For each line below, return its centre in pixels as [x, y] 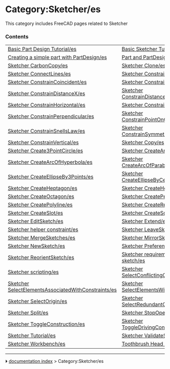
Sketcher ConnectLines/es [39, 74]
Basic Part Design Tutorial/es [42, 49]
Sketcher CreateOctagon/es [41, 197]
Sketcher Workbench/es [37, 344]
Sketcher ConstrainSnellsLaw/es [46, 131]
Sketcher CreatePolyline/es [40, 205]
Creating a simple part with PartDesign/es [57, 57]
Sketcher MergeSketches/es [42, 238]
